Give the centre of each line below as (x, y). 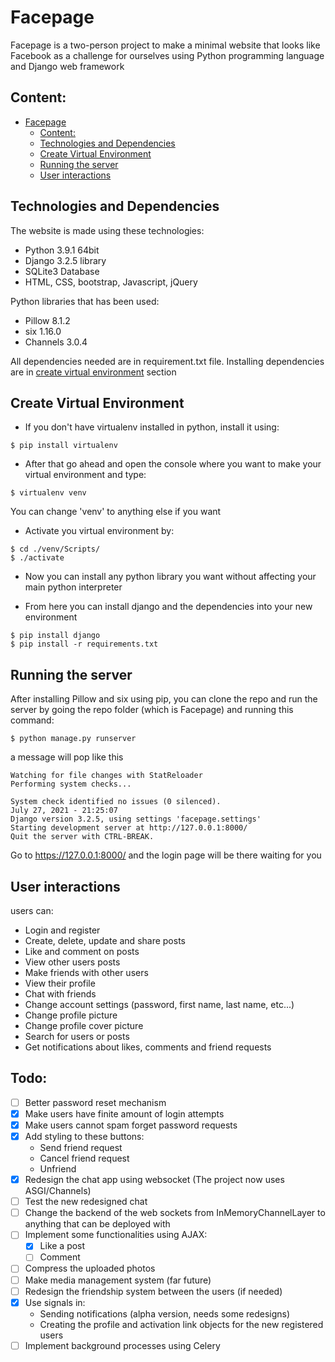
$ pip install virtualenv (64, 446)
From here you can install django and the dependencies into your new (168, 607)
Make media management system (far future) (118, 1280)
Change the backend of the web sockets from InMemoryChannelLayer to (175, 1213)
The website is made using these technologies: (107, 230)
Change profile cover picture (84, 1025)
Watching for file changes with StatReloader (106, 776)
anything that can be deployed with (97, 1224)
